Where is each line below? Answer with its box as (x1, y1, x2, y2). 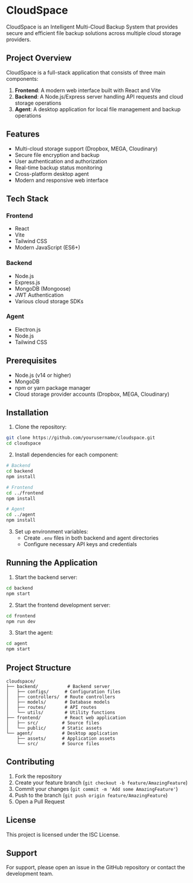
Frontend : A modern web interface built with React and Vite (14, 87, 162, 94)
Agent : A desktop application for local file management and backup (14, 105, 181, 113)
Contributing (6, 757, 55, 767)
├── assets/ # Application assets (17, 735, 116, 742)
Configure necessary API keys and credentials (23, 541, 137, 548)
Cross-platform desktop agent (14, 170, 89, 177)
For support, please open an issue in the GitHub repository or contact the (6, 864, 185, 871)
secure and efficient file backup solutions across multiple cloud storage (6, 29, 181, 36)
